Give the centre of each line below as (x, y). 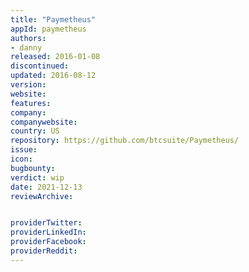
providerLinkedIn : (48, 232)
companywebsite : (44, 122)
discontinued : (40, 66)
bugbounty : (33, 168)
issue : (24, 150)
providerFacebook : (48, 242)
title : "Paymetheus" (53, 19)
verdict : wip (37, 177)
